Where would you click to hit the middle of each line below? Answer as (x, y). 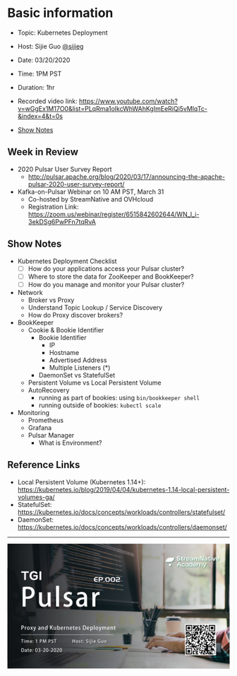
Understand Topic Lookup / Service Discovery (95, 307)
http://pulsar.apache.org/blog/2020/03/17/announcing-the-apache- (127, 176)
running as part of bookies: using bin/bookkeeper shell (119, 397)
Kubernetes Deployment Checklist (67, 261)
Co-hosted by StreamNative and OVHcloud (91, 199)
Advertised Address (78, 360)
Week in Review (43, 152)
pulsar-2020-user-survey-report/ (76, 184)
